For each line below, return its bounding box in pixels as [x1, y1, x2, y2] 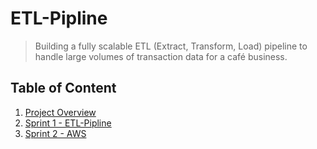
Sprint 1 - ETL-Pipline [24, 117, 112, 129]
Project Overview [24, 106, 97, 118]
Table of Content [10, 80, 117, 97]
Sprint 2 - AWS [24, 127, 87, 139]
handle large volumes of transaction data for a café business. [34, 50, 288, 62]
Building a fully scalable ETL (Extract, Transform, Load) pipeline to [34, 40, 308, 52]
